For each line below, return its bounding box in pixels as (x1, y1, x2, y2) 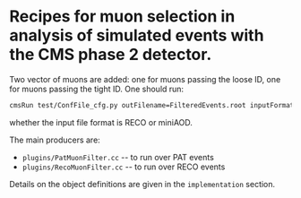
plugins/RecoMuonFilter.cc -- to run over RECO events (21, 161, 226, 172)
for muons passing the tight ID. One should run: (9, 83, 185, 94)
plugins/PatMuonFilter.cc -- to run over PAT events (21, 151, 215, 162)
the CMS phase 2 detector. (9, 45, 212, 65)
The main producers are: (9, 134, 100, 145)
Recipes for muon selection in (9, 6, 236, 27)
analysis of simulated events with (9, 25, 264, 46)
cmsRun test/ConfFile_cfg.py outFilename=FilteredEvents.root (9, 100, 246, 109)
